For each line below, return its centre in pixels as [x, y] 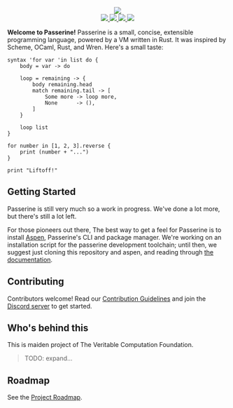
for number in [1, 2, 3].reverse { [59, 146]
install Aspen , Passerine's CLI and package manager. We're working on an [114, 237]
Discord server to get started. [50, 306]
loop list [34, 128]
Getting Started [42, 192]
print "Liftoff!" [33, 170]
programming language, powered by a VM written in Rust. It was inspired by [116, 40]
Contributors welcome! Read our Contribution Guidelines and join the [107, 299]
